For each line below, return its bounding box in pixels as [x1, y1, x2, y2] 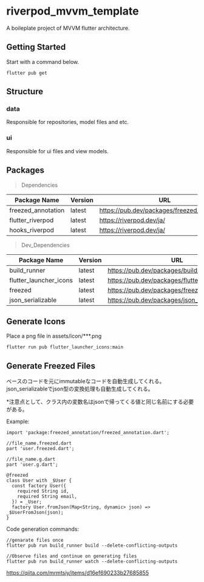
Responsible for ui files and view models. [6, 147, 109, 154]
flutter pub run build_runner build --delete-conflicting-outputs [6, 542, 178, 549]
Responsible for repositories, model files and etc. [6, 119, 129, 126]
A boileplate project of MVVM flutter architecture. [6, 24, 130, 32]
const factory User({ [12, 483, 67, 489]
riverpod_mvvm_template [6, 4, 139, 18]
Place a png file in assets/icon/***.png [6, 333, 102, 340]
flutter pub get [6, 70, 47, 76]
